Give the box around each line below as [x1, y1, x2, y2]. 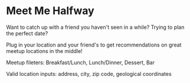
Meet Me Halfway [6, 4, 94, 18]
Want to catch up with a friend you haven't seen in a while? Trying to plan [6, 24, 185, 31]
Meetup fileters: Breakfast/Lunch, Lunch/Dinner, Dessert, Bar [6, 59, 155, 66]
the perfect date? [6, 29, 48, 36]
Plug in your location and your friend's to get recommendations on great [6, 41, 182, 48]
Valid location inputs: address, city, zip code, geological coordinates [6, 70, 172, 77]
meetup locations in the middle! [6, 47, 83, 54]
